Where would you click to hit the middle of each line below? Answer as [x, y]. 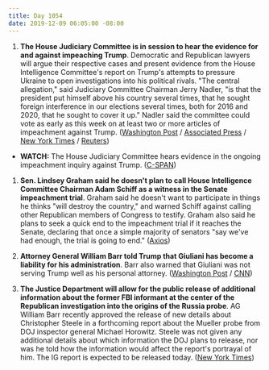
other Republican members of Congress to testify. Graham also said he [138, 214]
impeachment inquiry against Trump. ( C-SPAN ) [98, 164]
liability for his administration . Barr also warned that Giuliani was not [135, 264]
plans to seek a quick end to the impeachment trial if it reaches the [130, 223]
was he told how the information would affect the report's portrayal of [136, 348]
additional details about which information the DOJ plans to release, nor [139, 340]
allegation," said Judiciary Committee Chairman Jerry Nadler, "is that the [141, 89]
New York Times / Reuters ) [65, 140]
